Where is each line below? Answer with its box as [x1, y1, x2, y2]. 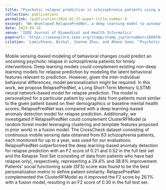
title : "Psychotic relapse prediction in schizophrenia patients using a [5, 7, 161, 12]
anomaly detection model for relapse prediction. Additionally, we [5, 111, 136, 117]
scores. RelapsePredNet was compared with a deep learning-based [5, 105, 143, 111]
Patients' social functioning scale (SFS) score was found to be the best [5, 163, 150, 169]
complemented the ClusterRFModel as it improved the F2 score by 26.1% [5, 174, 154, 180]
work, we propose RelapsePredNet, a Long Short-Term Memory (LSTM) [5, 85, 151, 91]
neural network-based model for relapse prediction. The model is [5, 90, 138, 95]
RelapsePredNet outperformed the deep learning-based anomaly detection [5, 142, 158, 148]
